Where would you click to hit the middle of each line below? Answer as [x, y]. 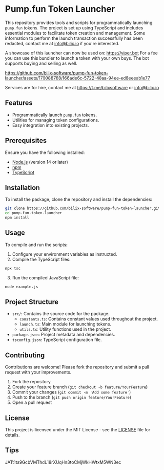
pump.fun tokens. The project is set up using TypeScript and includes [74, 27]
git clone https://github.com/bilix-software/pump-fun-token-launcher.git [83, 209]
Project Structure [32, 302]
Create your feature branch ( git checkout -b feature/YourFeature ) [80, 387]
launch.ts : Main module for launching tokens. [65, 324]
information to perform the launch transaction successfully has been [74, 38]
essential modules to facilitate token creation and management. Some [75, 33]
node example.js [21, 287]
